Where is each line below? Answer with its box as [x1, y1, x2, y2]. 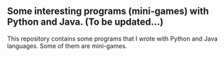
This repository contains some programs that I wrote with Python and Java [7, 34, 218, 43]
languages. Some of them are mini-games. [7, 41, 127, 50]
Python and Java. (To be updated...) [7, 16, 164, 28]
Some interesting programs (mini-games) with [7, 5, 209, 17]
